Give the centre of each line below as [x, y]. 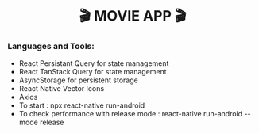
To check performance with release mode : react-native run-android [131, 114]
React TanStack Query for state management [93, 72]
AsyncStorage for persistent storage [78, 80]
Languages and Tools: [51, 47]
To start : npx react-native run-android [82, 105]
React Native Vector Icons [62, 89]
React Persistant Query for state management [94, 63]
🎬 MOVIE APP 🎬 [133, 16]
